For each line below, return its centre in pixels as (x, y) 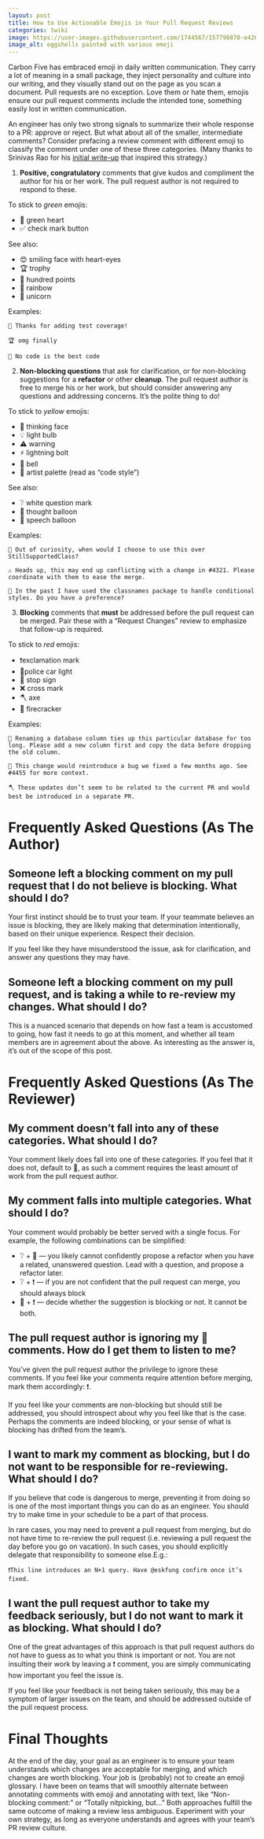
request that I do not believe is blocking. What (123, 886)
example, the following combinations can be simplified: (97, 1240)
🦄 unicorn (35, 297)
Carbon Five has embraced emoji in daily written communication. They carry (132, 67)
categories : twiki (38, 30)
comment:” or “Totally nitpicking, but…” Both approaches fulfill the (145, 1803)
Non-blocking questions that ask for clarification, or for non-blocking (132, 371)
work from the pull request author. (63, 1176)
